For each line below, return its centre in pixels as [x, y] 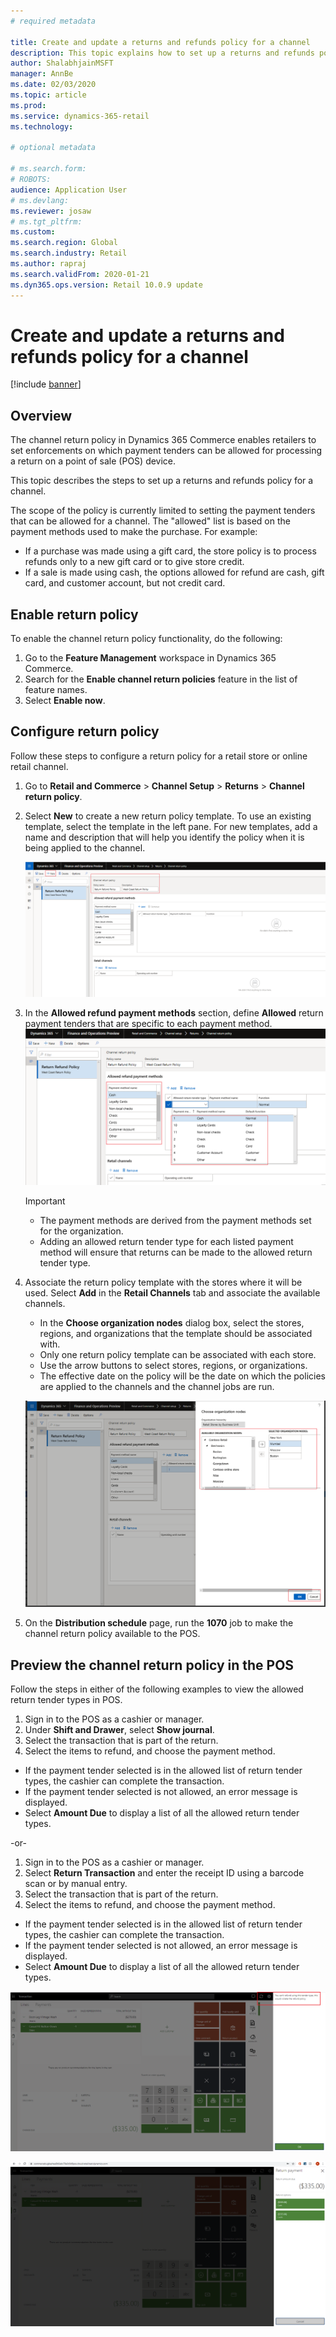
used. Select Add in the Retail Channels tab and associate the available [172, 1292]
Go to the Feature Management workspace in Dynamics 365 [150, 658]
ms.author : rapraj [48, 264]
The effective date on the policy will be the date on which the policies [182, 1376]
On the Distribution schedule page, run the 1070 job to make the [159, 1623]
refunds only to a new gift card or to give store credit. [134, 562]
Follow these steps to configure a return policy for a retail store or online [159, 756]
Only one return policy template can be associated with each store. [178, 1354]
